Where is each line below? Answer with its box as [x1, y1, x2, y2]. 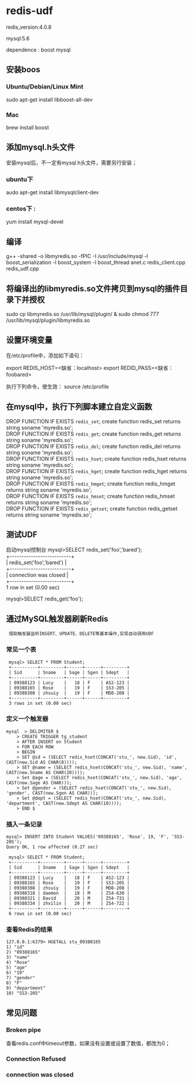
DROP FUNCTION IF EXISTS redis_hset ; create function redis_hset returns [6, 455, 187, 462]
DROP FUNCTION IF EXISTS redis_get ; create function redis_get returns [6, 430, 181, 437]
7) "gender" [6, 975, 35, 981]
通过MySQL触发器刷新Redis [6, 614, 109, 624]
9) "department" [6, 985, 46, 992]
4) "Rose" [6, 960, 31, 966]
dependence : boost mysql [6, 46, 71, 53]
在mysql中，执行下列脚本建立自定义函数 [6, 402, 153, 412]
